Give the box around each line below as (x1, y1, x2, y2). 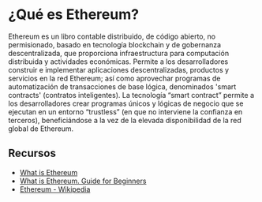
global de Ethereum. (8, 124, 74, 133)
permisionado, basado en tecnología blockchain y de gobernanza (8, 39, 222, 49)
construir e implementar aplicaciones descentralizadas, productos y (8, 65, 230, 74)
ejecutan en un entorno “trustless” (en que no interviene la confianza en (8, 107, 243, 116)
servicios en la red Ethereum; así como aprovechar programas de (8, 73, 221, 83)
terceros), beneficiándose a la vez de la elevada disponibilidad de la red (8, 115, 242, 125)
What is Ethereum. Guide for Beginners (19, 176, 147, 185)
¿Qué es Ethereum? (8, 6, 140, 24)
